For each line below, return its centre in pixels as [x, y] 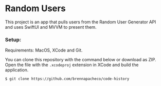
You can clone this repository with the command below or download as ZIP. [81, 60]
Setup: [13, 39]
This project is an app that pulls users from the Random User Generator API [81, 22]
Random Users [35, 9]
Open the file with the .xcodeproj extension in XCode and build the [72, 65]
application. [17, 70]
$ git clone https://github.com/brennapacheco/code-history [67, 79]
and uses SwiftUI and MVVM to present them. [51, 27]
